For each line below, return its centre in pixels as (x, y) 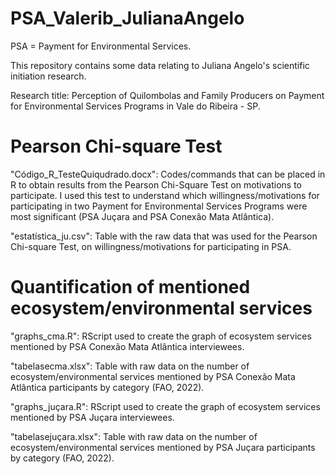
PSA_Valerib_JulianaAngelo (127, 18)
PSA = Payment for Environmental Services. (101, 46)
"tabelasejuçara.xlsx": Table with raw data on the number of (134, 436)
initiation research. (48, 76)
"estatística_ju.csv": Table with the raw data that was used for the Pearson (164, 236)
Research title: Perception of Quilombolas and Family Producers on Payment (167, 95)
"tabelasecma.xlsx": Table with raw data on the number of (130, 366)
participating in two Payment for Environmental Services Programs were (159, 206)
